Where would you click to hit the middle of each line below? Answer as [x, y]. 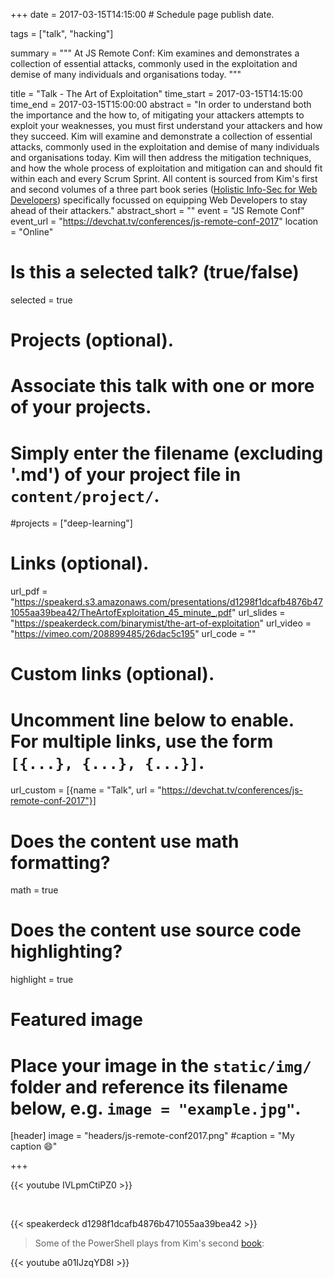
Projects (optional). [92, 340]
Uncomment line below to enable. [152, 720]
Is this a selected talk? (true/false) [155, 272]
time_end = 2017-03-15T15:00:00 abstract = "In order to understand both [161, 104]
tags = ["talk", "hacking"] [62, 33]
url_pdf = [29, 591]
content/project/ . [85, 495]
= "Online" [32, 232]
